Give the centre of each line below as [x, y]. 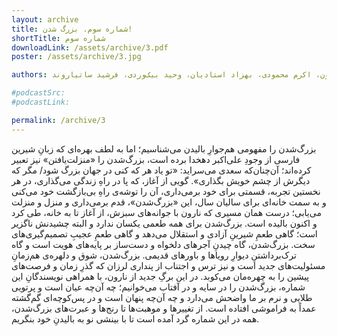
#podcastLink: [41, 102]
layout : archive [45, 19]
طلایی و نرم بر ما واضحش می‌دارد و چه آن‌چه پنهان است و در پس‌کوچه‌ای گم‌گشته [162, 297]
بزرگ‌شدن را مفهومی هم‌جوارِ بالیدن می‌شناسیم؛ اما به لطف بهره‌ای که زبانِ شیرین [164, 148]
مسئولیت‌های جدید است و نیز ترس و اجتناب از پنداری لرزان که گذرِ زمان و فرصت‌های [168, 265]
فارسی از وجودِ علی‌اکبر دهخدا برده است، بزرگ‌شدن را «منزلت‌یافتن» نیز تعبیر [156, 159]
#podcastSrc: [38, 93]
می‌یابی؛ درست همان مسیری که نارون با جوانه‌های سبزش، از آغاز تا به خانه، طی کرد [166, 212]
